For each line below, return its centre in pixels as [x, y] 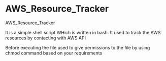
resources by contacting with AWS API [46, 38]
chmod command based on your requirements [54, 53]
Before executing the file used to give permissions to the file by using [78, 47]
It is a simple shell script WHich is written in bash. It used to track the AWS [83, 32]
